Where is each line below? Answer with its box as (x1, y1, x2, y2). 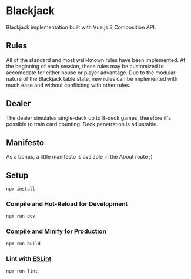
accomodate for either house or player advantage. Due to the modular (6, 69, 176, 76)
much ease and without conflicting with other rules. (6, 81, 131, 88)
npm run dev (6, 214, 35, 219)
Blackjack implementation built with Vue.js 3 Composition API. (6, 24, 156, 31)
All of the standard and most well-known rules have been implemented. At (6, 56, 186, 63)
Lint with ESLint (6, 255, 52, 263)
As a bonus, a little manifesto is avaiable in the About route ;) (6, 153, 153, 160)
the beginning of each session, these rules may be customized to (6, 63, 165, 70)
